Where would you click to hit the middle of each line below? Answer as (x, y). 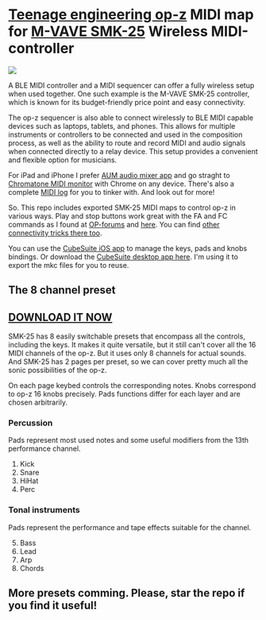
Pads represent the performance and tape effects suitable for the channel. (130, 527)
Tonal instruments (44, 510)
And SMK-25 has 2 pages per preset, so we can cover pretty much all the (128, 362)
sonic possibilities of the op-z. (58, 370)
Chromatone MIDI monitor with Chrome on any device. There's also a (121, 184)
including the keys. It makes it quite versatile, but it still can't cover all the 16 (132, 345)
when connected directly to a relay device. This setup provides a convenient (133, 151)
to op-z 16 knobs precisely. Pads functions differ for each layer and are (124, 394)
